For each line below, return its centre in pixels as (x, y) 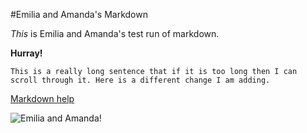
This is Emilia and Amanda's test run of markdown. (115, 33)
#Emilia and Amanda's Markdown (79, 14)
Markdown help (42, 98)
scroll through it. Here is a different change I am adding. (140, 80)
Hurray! (26, 53)
